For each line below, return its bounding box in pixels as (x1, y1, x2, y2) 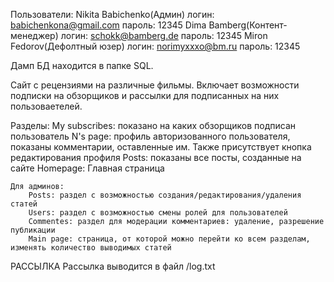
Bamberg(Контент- (208, 19, 288, 31)
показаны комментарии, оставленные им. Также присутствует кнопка (10, 141, 312, 153)
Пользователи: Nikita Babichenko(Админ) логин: (10, 9, 215, 20)
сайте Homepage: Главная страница (10, 162, 165, 174)
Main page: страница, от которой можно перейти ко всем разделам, (28, 234, 311, 244)
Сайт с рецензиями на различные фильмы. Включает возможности (10, 79, 300, 91)
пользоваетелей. (10, 100, 83, 112)
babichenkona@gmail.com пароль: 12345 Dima (10, 19, 207, 31)
